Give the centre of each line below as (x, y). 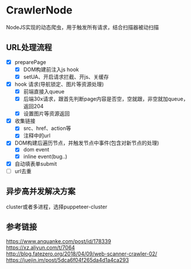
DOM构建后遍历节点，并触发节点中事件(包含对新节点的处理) (87, 143)
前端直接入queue (44, 91)
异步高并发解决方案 (41, 191)
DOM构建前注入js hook (51, 69)
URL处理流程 (29, 48)
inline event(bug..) (45, 156)
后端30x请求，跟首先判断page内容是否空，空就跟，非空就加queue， (106, 99)
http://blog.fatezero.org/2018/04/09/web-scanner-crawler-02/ (82, 254)
